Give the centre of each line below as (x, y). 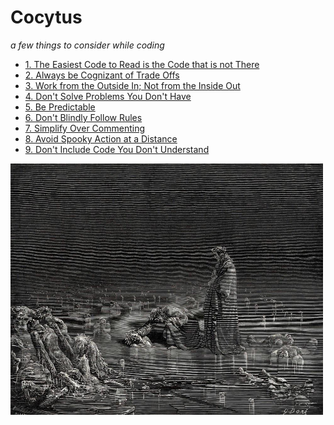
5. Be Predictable (60, 107)
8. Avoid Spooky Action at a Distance (101, 138)
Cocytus (46, 17)
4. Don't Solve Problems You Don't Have (108, 96)
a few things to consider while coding (87, 45)
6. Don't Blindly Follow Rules (83, 117)
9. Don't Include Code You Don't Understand (117, 149)
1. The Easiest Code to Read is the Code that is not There (142, 64)
